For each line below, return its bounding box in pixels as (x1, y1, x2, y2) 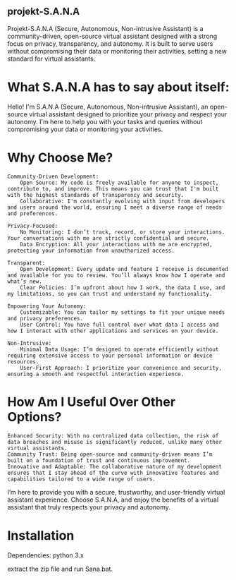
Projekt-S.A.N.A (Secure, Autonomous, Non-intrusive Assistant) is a (7, 24, 204, 32)
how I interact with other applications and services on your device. (7, 327, 219, 334)
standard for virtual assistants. (7, 54, 96, 63)
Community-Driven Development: (7, 173, 99, 180)
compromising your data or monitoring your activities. (7, 125, 163, 133)
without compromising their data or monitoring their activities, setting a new (7, 47, 228, 55)
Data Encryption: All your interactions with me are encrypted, (20, 241, 213, 248)
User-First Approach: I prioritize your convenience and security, (20, 364, 222, 371)
